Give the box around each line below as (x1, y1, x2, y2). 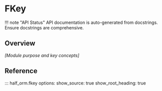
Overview (4, 39, 36, 48)
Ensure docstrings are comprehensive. (4, 24, 84, 30)
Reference (4, 67, 38, 75)
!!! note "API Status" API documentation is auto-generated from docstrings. (4, 19, 158, 25)
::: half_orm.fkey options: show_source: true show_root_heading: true (4, 80, 146, 86)
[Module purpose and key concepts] (4, 52, 80, 58)
